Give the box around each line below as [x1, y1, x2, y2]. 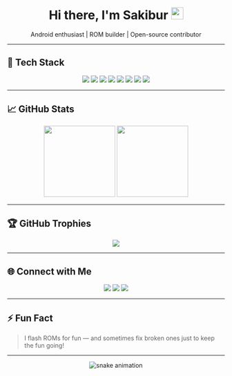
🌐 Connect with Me [7, 265, 92, 277]
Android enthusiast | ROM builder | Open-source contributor [30, 30, 202, 38]
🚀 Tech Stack [7, 57, 65, 68]
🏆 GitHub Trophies [7, 218, 92, 229]
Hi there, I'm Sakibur [48, 8, 168, 23]
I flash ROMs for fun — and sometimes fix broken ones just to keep [23, 334, 215, 342]
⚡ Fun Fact [7, 312, 53, 324]
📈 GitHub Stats [7, 104, 75, 115]
